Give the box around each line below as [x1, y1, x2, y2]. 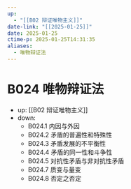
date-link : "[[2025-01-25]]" [7, 23, 92, 30]
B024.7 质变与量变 [27, 165, 82, 174]
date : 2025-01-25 [7, 29, 58, 37]
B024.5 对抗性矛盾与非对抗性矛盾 [27, 156, 125, 165]
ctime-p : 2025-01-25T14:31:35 [7, 36, 96, 43]
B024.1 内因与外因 [27, 121, 80, 130]
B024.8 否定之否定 [27, 174, 82, 182]
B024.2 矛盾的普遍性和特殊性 [27, 130, 112, 139]
